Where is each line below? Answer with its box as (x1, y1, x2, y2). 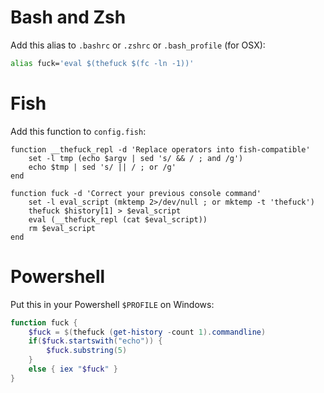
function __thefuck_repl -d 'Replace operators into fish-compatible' (10, 144, 311, 155)
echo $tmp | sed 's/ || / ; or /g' (28, 162, 177, 172)
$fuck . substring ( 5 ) (46, 346, 128, 356)
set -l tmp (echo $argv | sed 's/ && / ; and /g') (28, 153, 244, 163)
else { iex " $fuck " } (28, 364, 118, 375)
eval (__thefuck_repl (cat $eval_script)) (28, 214, 208, 225)
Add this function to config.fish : (10, 125, 147, 137)
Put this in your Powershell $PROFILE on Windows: (10, 298, 215, 310)
